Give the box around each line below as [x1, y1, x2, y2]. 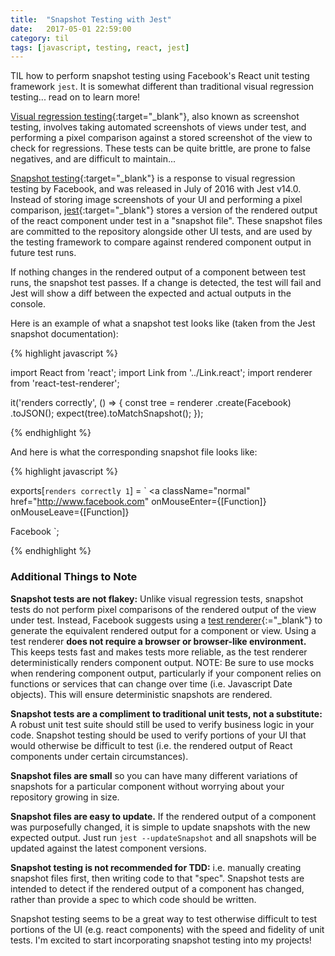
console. [10, 298, 47, 310]
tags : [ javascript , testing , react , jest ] [10, 42, 190, 53]
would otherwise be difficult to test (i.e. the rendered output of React [10, 739, 293, 751]
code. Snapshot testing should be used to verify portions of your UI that [10, 729, 307, 741]
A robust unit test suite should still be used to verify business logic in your [10, 718, 315, 730]
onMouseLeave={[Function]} [10, 506, 130, 518]
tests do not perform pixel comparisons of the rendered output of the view [10, 603, 317, 615]
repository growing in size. [10, 791, 120, 803]
